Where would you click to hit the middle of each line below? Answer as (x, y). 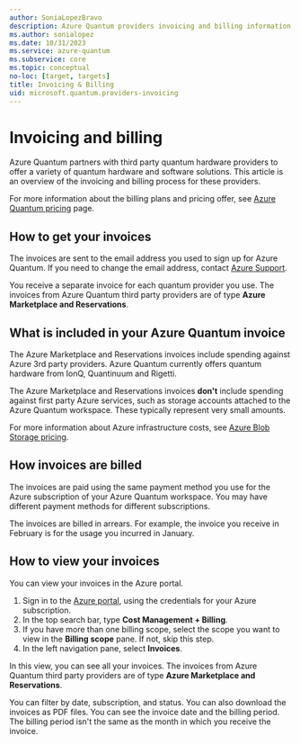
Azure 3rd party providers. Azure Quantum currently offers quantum (136, 364)
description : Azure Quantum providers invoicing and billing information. (152, 26)
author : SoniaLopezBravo (56, 18)
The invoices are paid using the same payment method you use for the (140, 487)
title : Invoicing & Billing (62, 85)
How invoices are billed (75, 466)
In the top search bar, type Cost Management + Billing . (125, 619)
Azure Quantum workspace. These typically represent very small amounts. (147, 410)
